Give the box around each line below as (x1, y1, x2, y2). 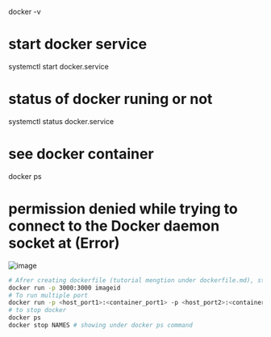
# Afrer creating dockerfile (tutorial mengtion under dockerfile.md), (8, 276, 254, 285)
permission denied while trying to (8, 200, 238, 218)
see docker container (8, 145, 155, 164)
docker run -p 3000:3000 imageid (8, 284, 121, 292)
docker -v (8, 7, 42, 16)
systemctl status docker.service (8, 116, 115, 126)
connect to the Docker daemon (8, 217, 220, 235)
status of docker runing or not (8, 90, 213, 108)
